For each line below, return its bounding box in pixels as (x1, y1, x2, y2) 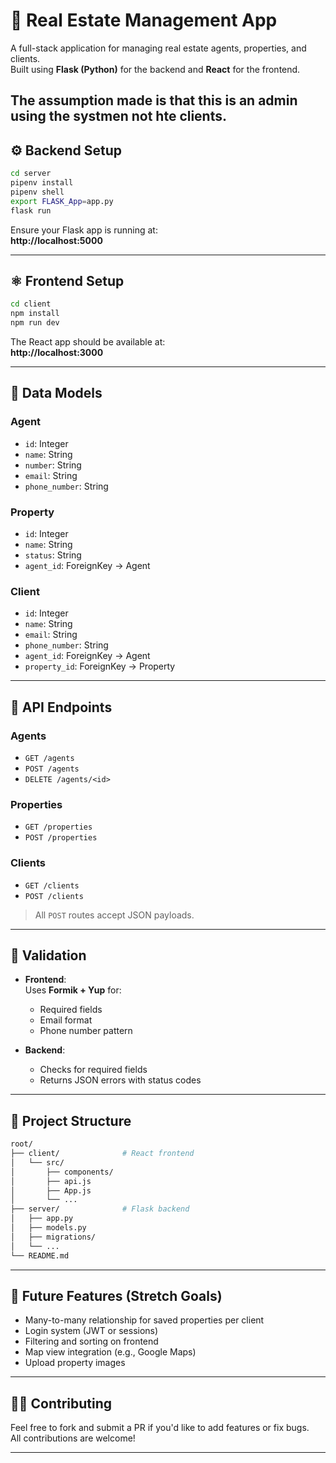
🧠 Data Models (10, 385, 103, 402)
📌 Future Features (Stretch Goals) (10, 1287, 223, 1304)
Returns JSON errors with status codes (39, 1074, 202, 1086)
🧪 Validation (10, 947, 87, 964)
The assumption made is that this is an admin (10, 92, 298, 109)
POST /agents (24, 764, 80, 774)
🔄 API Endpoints (10, 699, 113, 716)
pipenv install (10, 178, 74, 188)
